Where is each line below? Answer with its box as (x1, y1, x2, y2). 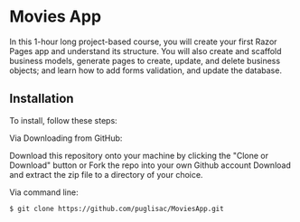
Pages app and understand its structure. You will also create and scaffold (9, 45, 282, 56)
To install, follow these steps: (9, 115, 117, 125)
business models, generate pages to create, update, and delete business (9, 55, 281, 66)
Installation (9, 91, 74, 106)
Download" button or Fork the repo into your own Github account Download (9, 160, 291, 171)
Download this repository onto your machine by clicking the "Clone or (9, 150, 269, 161)
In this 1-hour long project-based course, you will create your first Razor (9, 36, 277, 47)
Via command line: (9, 187, 79, 198)
